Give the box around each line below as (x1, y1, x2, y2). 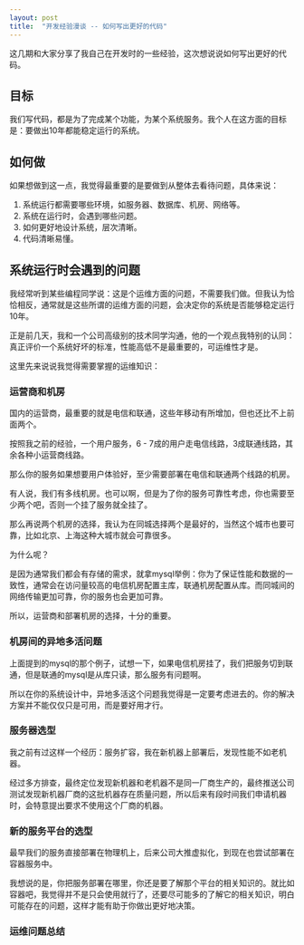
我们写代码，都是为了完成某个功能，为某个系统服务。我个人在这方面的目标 (9, 114, 287, 125)
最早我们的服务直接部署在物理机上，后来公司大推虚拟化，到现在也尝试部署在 (9, 847, 295, 858)
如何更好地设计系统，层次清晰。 (22, 222, 142, 233)
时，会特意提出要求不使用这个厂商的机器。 (9, 799, 168, 811)
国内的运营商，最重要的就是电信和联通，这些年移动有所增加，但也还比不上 (9, 408, 287, 419)
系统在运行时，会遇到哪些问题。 (22, 210, 142, 222)
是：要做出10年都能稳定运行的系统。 (9, 125, 145, 136)
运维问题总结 (9, 925, 66, 938)
